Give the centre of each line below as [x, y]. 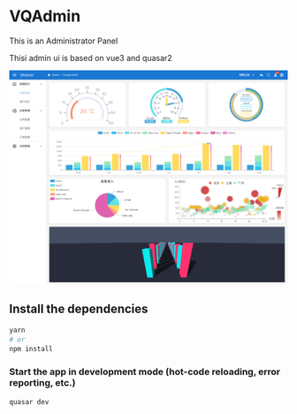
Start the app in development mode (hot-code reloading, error [145, 372]
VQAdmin [45, 16]
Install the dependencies [79, 308]
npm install [31, 349]
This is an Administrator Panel [64, 41]
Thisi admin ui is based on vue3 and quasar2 [91, 57]
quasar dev [29, 402]
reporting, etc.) [42, 382]
